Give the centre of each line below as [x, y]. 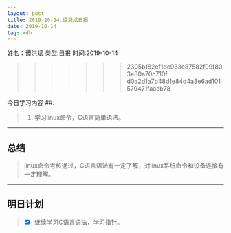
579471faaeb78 [148, 89]
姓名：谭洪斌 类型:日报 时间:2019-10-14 [63, 53]
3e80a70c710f [147, 74]
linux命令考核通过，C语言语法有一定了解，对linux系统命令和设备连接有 [124, 166]
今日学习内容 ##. [31, 103]
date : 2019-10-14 [32, 26]
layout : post [26, 13]
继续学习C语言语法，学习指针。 [79, 222]
